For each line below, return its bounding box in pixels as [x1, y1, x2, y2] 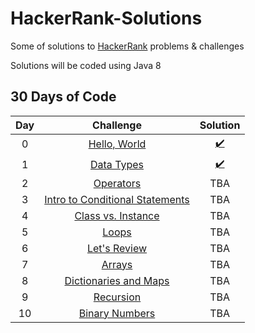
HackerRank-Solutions [10, 7, 203, 30]
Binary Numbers [78, 306, 156, 320]
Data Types [90, 158, 145, 172]
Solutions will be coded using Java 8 [10, 59, 162, 71]
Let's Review [86, 241, 148, 255]
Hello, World [88, 137, 147, 151]
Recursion [93, 290, 142, 304]
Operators [93, 176, 142, 190]
